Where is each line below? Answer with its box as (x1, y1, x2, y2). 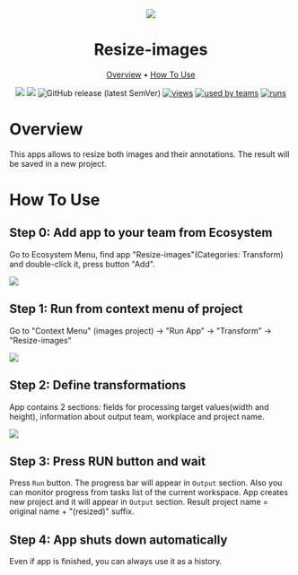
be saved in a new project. (9, 158, 108, 169)
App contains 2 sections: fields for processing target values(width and (9, 401, 269, 412)
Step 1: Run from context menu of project (9, 301, 243, 317)
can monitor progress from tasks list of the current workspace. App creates (9, 487, 289, 498)
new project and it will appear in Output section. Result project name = (9, 497, 269, 508)
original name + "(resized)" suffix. (9, 506, 135, 517)
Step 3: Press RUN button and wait (9, 453, 206, 469)
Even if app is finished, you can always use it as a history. (9, 556, 223, 567)
